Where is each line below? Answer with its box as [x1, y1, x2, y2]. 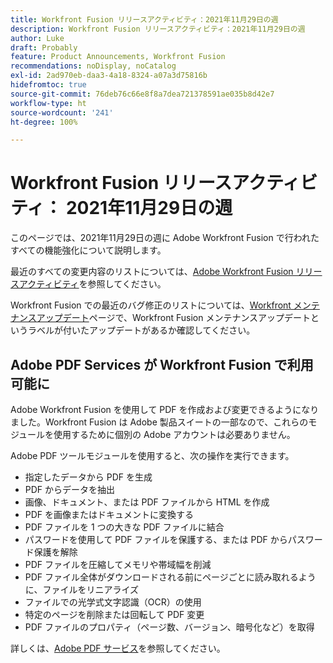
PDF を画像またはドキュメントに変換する [24, 509, 195, 520]
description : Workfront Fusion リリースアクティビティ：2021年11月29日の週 [10, 24, 306, 34]
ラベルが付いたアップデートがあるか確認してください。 [27, 324, 256, 336]
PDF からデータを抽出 [24, 484, 116, 495]
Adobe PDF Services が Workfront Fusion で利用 [10, 356, 314, 373]
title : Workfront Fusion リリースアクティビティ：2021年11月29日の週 [10, 14, 279, 25]
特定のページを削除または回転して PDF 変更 [24, 609, 205, 620]
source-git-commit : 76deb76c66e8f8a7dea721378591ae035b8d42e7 [10, 89, 275, 99]
